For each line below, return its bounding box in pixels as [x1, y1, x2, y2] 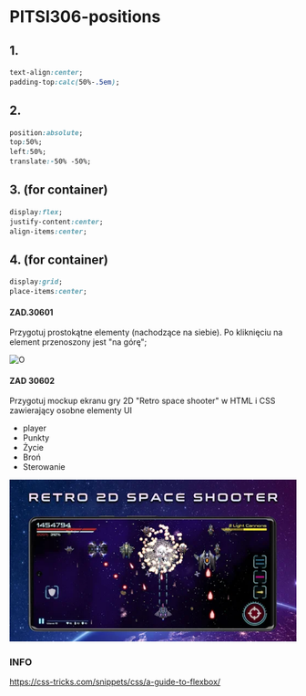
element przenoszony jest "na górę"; [9, 337, 148, 348]
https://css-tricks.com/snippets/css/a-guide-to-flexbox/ [9, 677, 221, 688]
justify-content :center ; [9, 217, 104, 226]
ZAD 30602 [9, 375, 56, 386]
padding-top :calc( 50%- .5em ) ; [9, 78, 120, 87]
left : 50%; [9, 148, 47, 157]
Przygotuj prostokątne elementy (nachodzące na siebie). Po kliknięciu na [9, 327, 283, 338]
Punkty [22, 432, 50, 443]
